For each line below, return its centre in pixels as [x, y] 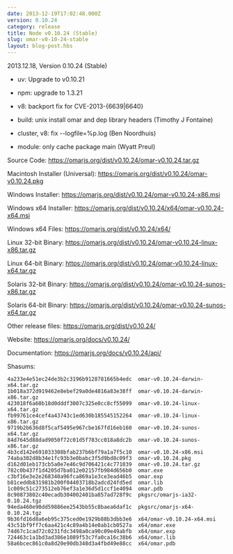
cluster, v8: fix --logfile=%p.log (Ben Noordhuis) [87, 133]
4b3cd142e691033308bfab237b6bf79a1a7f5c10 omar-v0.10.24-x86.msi [105, 452]
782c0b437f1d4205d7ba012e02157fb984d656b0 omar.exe [85, 470]
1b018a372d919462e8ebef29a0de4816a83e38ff [70, 391]
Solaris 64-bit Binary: [38, 305]
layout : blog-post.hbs [40, 46]
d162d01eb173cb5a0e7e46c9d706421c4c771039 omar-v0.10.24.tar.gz [104, 464]
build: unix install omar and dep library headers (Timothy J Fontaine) [115, 120]
